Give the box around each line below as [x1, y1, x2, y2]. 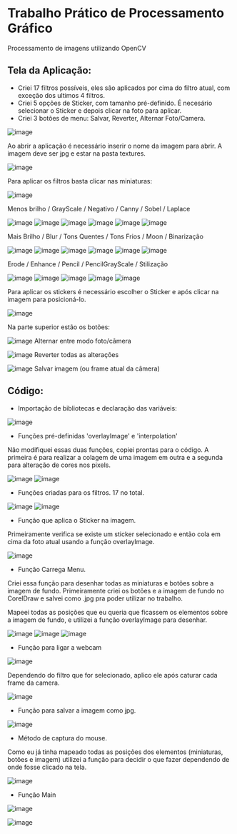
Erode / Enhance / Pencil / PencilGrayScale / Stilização [7, 259, 168, 268]
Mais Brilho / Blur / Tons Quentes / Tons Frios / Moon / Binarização [7, 232, 203, 241]
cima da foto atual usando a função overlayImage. [7, 537, 155, 546]
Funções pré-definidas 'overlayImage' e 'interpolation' [17, 431, 178, 440]
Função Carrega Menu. [17, 565, 86, 573]
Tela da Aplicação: [7, 64, 91, 76]
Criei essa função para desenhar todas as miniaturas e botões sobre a [7, 578, 214, 587]
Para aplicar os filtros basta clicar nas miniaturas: [7, 176, 152, 185]
